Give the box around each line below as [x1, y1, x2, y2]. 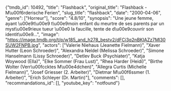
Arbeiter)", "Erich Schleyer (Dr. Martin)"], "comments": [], [5, 75, 125, 80]
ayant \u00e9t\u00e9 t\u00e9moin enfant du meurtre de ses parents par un [5, 20, 164, 26]
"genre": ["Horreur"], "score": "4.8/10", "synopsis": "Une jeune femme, [5, 15, 154, 21]
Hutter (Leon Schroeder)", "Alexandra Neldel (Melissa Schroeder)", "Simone [5, 48, 164, 53]
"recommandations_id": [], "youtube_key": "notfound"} [5, 80, 120, 86]
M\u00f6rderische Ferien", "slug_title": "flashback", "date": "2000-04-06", [5, 10, 162, 16]
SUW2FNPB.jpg [5, 42, 39, 48]
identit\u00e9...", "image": [5, 32, 60, 37]
